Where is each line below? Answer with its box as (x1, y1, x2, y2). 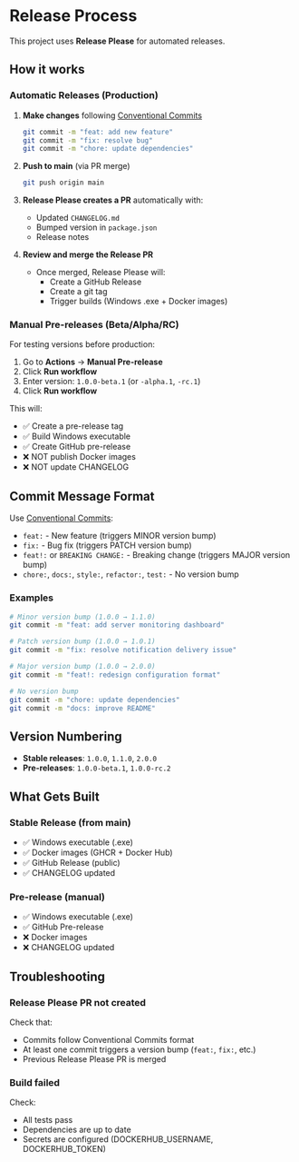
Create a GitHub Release (49, 276, 142, 287)
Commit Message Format (9, 488, 155, 504)
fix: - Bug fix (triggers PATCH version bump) (22, 540, 192, 551)
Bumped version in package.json (35, 222, 158, 233)
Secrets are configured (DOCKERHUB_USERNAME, (22, 1134, 214, 1145)
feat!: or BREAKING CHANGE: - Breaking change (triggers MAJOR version (22, 550, 291, 561)
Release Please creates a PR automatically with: (22, 194, 204, 205)
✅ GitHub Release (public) (22, 857, 121, 868)
